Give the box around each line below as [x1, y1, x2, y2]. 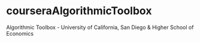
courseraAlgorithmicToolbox [6, 4, 152, 18]
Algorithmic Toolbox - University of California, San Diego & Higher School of [6, 24, 194, 31]
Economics [6, 30, 34, 37]
